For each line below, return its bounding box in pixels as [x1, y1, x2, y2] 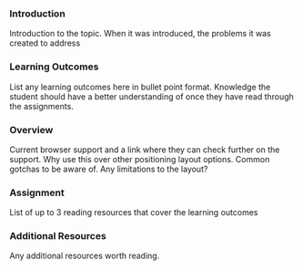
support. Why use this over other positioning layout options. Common [9, 153, 270, 164]
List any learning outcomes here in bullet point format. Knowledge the [9, 81, 271, 92]
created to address [9, 37, 81, 48]
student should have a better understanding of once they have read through [9, 90, 294, 102]
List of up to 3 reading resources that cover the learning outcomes [9, 207, 258, 218]
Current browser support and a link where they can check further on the [9, 144, 280, 155]
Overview [9, 123, 54, 136]
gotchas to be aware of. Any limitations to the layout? [9, 163, 208, 174]
